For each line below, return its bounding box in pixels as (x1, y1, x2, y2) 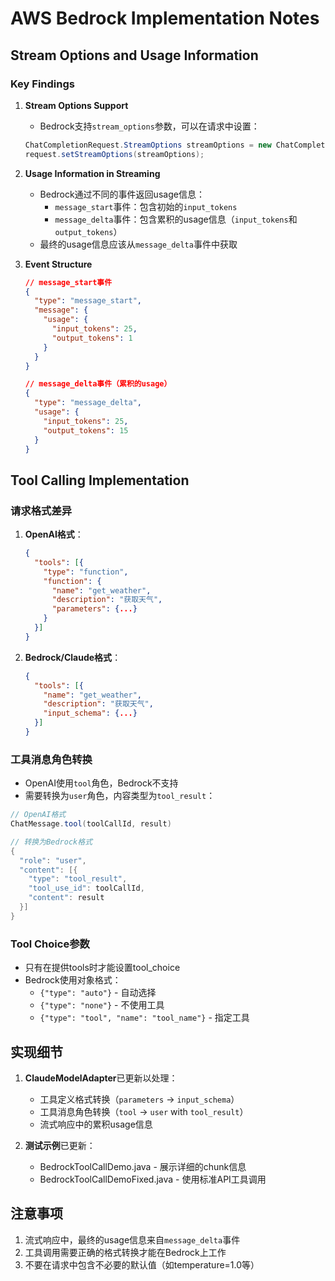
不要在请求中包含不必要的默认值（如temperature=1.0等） (24, 1258, 260, 1271)
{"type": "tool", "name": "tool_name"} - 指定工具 (39, 1012, 250, 1024)
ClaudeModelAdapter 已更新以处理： (24, 1072, 178, 1084)
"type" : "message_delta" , (34, 398, 142, 408)
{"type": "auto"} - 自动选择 (39, 987, 157, 999)
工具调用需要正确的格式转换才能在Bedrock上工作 (24, 1246, 227, 1258)
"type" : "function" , (43, 567, 129, 577)
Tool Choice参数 (10, 937, 90, 951)
